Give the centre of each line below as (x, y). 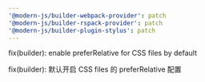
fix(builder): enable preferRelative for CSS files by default (103, 53)
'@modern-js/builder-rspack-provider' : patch (85, 23)
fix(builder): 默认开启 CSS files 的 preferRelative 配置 (95, 69)
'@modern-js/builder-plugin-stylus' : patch (82, 30)
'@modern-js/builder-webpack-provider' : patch (87, 16)
